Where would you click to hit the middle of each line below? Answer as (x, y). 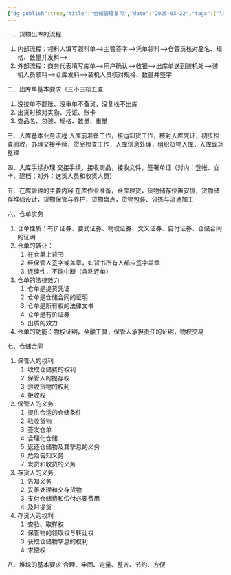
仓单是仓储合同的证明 (57, 297)
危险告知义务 (45, 455)
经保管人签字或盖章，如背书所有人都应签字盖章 (93, 263)
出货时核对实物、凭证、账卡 (56, 112)
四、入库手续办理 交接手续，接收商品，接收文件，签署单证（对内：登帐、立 (113, 167)
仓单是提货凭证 (48, 288)
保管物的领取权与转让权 (60, 532)
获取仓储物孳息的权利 (57, 541)
